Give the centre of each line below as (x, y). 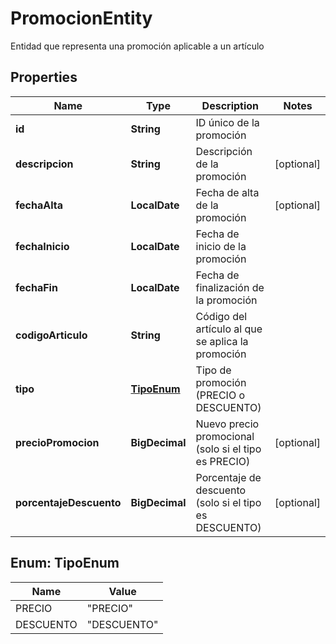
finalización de (230, 287)
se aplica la (222, 341)
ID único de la (227, 122)
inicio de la (221, 246)
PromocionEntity (81, 18)
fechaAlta (39, 205)
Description (230, 105)
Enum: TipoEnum (65, 563)
